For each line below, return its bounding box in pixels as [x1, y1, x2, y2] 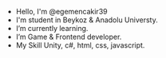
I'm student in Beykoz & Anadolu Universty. [15, 15, 158, 25]
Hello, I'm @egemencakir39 [15, 7, 108, 16]
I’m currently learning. [15, 24, 89, 33]
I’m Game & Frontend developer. [15, 32, 122, 41]
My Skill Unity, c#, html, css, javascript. [15, 41, 145, 50]
